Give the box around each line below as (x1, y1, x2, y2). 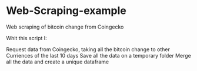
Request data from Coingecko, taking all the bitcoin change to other (6, 45, 171, 53)
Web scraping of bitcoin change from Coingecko (6, 23, 124, 30)
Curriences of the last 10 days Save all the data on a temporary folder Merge (6, 52, 191, 59)
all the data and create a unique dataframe (6, 58, 109, 65)
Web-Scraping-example (6, 4, 126, 17)
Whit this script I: (6, 34, 47, 41)
